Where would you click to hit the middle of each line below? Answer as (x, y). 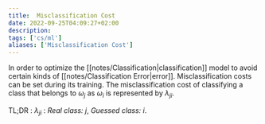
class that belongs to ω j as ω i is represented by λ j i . (92, 94)
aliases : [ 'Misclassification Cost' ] (71, 45)
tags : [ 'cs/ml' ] (35, 38)
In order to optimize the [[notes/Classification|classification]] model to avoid (133, 68)
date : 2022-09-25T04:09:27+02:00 (64, 23)
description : (30, 30)
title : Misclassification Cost (62, 15)
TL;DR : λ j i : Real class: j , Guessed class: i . (78, 111)
